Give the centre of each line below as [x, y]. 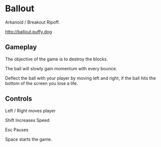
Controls [19, 99]
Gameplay [21, 47]
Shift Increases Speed [27, 120]
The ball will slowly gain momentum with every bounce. [61, 68]
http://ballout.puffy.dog [29, 31]
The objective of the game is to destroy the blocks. [56, 59]
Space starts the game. [29, 139]
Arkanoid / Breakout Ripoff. [32, 22]
